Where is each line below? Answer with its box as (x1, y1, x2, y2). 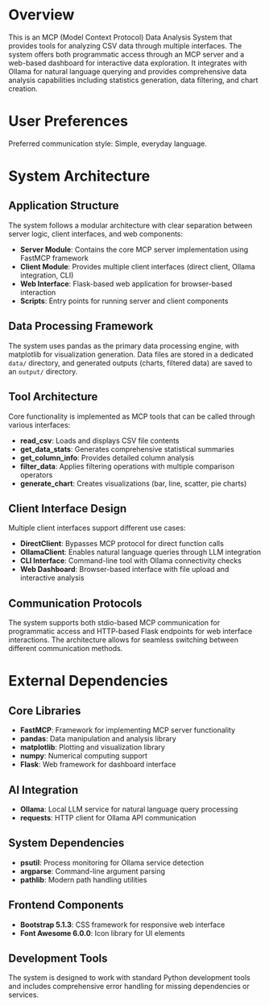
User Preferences (8, 112, 129, 131)
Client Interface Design (8, 502, 127, 516)
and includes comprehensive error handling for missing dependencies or (8, 982, 250, 991)
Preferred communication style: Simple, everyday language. (8, 139, 207, 148)
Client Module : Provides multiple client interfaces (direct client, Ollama (19, 261, 255, 271)
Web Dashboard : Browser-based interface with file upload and (19, 565, 230, 574)
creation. (8, 83, 38, 94)
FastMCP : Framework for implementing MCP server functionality (19, 725, 236, 735)
